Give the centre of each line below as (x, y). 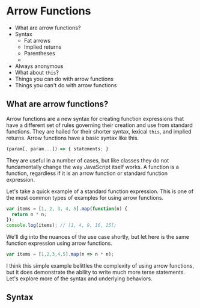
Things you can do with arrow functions (64, 79)
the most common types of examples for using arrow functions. (85, 197)
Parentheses (39, 53)
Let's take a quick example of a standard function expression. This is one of (100, 191)
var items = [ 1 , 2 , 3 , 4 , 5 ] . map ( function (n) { (67, 209)
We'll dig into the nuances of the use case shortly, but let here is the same (98, 237)
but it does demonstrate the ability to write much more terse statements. (95, 272)
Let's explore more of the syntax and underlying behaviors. (79, 279)
